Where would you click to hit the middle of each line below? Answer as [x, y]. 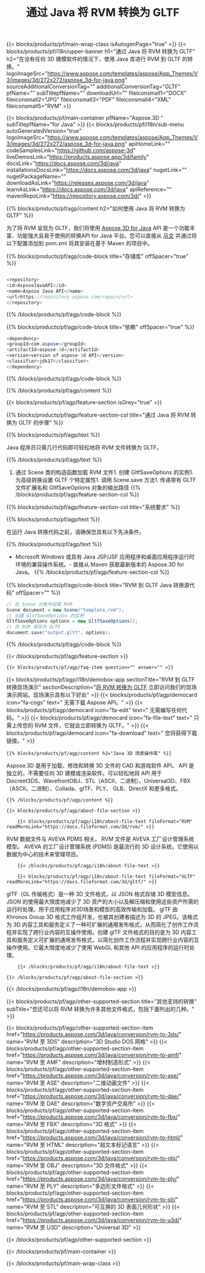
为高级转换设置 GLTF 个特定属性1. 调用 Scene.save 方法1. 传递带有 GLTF [106, 480]
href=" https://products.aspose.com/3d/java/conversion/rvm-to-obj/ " [93, 1158]
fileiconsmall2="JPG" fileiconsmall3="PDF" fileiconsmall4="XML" [89, 100]
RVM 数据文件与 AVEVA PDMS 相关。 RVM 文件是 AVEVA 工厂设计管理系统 [100, 839]
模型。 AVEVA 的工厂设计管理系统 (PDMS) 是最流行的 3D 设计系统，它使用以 [102, 847]
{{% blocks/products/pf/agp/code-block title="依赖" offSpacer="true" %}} [100, 327]
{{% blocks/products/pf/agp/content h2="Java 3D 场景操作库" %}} [89, 754]
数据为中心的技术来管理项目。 [44, 855]
